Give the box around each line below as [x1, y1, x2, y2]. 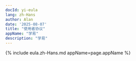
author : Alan [5, 17, 33, 22]
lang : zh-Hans [5, 12, 36, 17]
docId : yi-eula [5, 7, 38, 13]
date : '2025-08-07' [5, 21, 47, 27]
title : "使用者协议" [5, 26, 45, 32]
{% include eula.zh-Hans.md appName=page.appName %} [5, 49, 131, 56]
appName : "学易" [5, 31, 38, 36]
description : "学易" [5, 36, 48, 41]
